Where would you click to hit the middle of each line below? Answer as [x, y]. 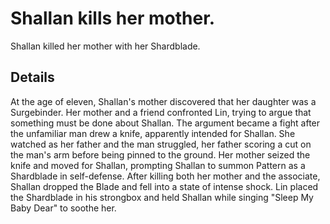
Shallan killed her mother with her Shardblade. [105, 46]
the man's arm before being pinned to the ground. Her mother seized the [160, 154]
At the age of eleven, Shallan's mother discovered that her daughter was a [163, 101]
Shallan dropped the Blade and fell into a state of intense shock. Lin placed [164, 186]
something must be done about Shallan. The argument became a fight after [165, 123]
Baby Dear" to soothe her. [63, 208]
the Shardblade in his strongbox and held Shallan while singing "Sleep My [162, 197]
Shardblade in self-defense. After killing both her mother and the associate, [165, 176]
